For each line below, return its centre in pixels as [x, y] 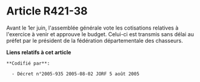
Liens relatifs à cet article [39, 52]
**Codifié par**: [28, 63]
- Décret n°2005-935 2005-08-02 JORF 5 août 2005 [75, 74]
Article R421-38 [47, 11]
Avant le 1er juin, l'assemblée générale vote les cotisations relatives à [92, 28]
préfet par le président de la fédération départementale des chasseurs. [95, 40]
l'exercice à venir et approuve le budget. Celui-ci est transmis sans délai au [100, 34]
